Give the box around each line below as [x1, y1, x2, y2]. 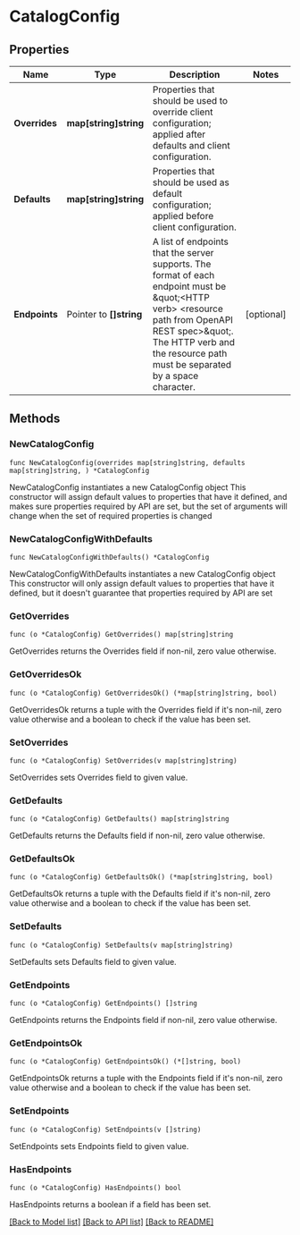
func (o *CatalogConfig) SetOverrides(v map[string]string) [9, 756, 238, 766]
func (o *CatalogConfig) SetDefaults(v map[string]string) [9, 941, 234, 950]
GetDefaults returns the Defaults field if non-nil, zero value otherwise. [9, 830, 266, 842]
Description [169, 69, 221, 80]
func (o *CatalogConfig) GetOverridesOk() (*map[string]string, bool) [9, 689, 278, 698]
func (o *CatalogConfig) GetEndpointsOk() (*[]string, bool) [9, 1057, 242, 1066]
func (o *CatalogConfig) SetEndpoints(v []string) [9, 1125, 202, 1134]
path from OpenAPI [152, 314, 234, 326]
